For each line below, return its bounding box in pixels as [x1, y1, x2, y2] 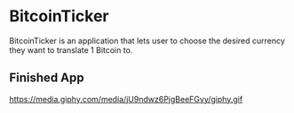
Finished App [9, 71, 84, 86]
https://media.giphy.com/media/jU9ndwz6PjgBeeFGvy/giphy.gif [9, 94, 243, 104]
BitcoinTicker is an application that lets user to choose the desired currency [9, 35, 286, 46]
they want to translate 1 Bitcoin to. [9, 44, 133, 55]
